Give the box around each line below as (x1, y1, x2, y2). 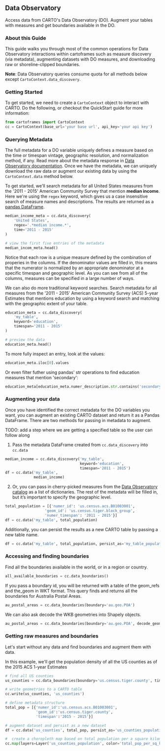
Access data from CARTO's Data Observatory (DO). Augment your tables (5, 17, 153, 23)
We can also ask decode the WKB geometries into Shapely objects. (5, 611, 141, 617)
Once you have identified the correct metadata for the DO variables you (5, 407, 150, 413)
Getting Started (5, 89, 43, 96)
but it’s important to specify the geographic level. (12, 494, 112, 500)
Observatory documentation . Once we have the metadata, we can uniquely (5, 163, 157, 169)
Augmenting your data (5, 395, 60, 402)
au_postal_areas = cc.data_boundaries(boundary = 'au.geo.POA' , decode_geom (5, 621, 162, 626)
